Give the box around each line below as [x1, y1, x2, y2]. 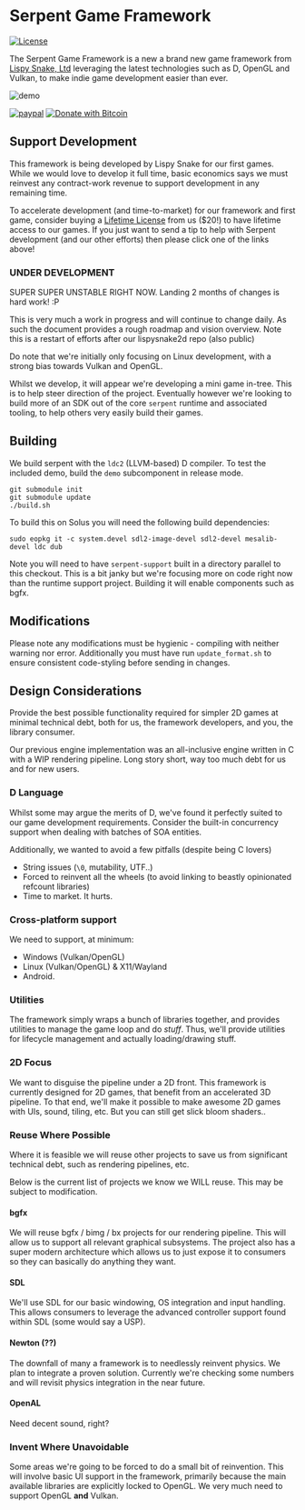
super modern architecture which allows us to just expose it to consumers [9, 1246, 286, 1257]
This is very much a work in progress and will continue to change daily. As [9, 315, 288, 325]
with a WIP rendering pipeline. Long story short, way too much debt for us [9, 754, 286, 765]
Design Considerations [9, 684, 143, 699]
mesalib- [244, 534, 279, 544]
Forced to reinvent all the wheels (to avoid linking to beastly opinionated [22, 871, 292, 882]
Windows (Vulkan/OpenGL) [22, 952, 125, 963]
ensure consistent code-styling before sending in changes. [9, 656, 231, 668]
